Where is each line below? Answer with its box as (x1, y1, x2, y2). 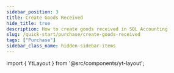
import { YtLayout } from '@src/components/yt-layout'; (6, 59, 145, 67)
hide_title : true (6, 20, 51, 26)
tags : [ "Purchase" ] (6, 37, 56, 43)
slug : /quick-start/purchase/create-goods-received (6, 32, 140, 38)
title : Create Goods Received (6, 15, 84, 21)
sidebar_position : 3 (6, 9, 59, 15)
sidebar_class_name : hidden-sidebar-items (6, 43, 116, 49)
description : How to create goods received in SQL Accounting (6, 26, 168, 32)
